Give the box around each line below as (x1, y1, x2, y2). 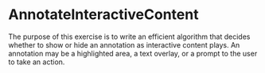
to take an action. (8, 57, 65, 67)
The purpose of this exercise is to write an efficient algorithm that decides (8, 32, 251, 41)
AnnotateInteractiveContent (8, 6, 199, 24)
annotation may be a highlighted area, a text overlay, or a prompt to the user (8, 48, 258, 58)
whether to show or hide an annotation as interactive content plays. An (8, 40, 240, 49)
